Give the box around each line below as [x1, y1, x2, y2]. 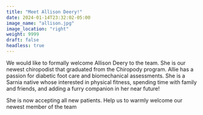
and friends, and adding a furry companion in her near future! [6, 85, 160, 92]
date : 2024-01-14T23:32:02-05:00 [6, 15, 91, 21]
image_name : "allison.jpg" [6, 20, 75, 26]
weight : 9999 [6, 31, 39, 38]
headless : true [6, 43, 45, 49]
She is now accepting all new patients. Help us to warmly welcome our [6, 96, 183, 103]
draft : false [6, 37, 39, 43]
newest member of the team [6, 103, 77, 110]
